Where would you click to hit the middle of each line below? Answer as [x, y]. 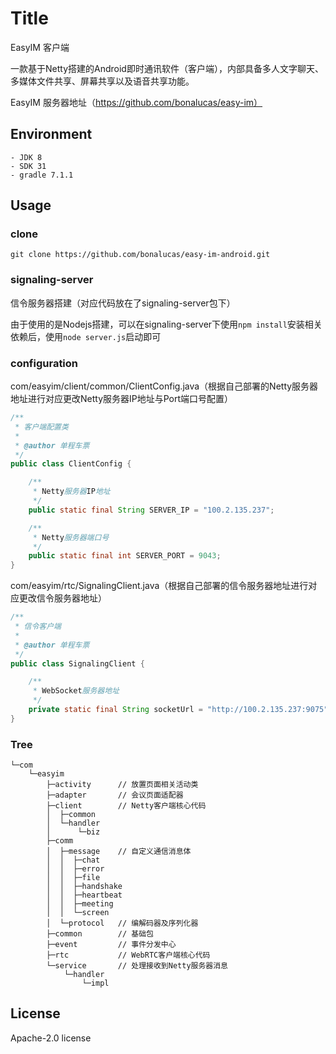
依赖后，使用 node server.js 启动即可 [86, 336]
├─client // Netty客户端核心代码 [126, 806]
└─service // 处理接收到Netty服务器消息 [137, 966]
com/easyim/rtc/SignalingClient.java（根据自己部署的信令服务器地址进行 [159, 586]
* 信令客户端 [38, 627]
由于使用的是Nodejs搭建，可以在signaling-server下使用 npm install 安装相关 [166, 324]
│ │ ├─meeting [80, 904]
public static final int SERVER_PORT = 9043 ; [125, 556]
